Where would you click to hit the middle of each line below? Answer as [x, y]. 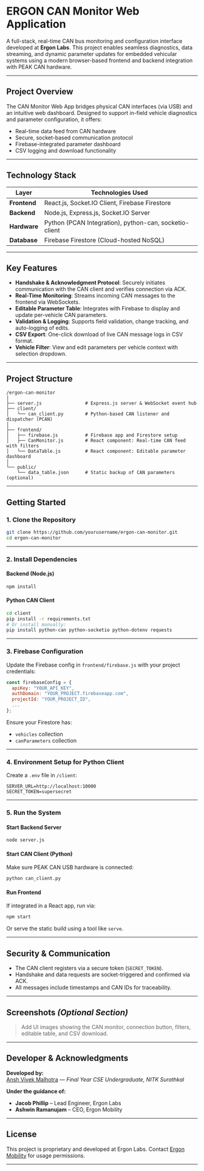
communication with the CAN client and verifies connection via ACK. [101, 289]
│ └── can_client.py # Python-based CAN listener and [88, 414]
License [22, 1134]
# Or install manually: [36, 624]
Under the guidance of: [36, 1091]
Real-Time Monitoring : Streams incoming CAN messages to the [95, 296]
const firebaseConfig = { [39, 682]
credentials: [21, 671]
